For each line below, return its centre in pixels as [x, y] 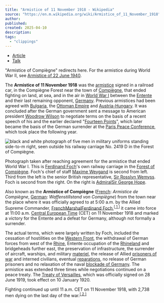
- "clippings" [24, 42]
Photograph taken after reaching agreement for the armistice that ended [78, 161]
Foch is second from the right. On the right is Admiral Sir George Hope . [76, 182]
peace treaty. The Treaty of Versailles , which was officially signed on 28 [78, 275]
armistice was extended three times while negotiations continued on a [76, 270]
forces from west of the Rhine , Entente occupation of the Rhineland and [77, 244]
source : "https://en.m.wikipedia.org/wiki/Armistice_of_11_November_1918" [83, 14]
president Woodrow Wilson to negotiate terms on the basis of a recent [76, 116]
